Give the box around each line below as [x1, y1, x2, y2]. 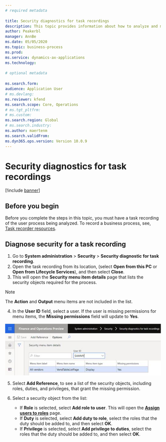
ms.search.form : [5, 81, 39, 86]
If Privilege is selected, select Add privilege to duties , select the [19, 426, 152, 432]
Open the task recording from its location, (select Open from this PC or [12, 264, 157, 270]
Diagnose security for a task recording [5, 240, 126, 248]
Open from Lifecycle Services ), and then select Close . [12, 269, 125, 275]
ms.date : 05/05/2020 [5, 40, 48, 45]
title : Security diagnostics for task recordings [5, 18, 110, 23]
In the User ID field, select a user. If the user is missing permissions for [12, 308, 157, 314]
